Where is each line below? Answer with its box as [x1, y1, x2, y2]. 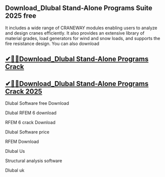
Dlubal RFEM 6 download [5, 110, 57, 116]
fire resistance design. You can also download [5, 41, 100, 46]
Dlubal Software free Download [5, 100, 69, 106]
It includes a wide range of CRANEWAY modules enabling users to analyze [5, 25, 158, 31]
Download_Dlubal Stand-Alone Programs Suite [5, 4, 153, 12]
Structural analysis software [5, 158, 62, 164]
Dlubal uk [5, 168, 25, 174]
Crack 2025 [5, 87, 43, 95]
